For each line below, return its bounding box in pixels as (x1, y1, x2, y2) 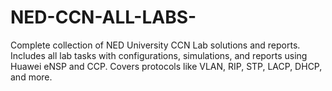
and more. (10, 71, 53, 83)
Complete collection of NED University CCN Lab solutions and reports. (10, 39, 301, 51)
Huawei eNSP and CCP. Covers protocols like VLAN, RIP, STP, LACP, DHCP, (10, 60, 323, 72)
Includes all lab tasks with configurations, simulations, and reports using (10, 49, 308, 61)
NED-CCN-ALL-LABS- (10, 6, 197, 29)
